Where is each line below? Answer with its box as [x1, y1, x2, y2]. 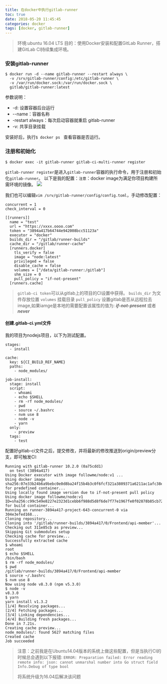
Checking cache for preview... [5, 534, 70, 539]
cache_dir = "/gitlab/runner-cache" [9, 241, 85, 246]
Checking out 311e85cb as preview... [5, 525, 83, 530]
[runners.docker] [9, 246, 46, 251]
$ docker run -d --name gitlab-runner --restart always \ [5, 72, 128, 77]
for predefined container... [5, 485, 66, 491]
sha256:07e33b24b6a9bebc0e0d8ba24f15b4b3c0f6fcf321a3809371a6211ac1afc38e [5, 481, 164, 486]
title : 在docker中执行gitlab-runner [5, 7, 78, 12]
